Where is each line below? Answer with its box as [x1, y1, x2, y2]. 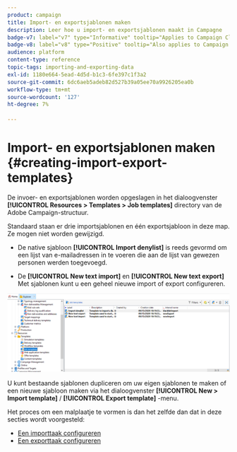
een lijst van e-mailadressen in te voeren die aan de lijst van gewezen [17, 250, 220, 259]
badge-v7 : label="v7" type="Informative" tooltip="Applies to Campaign [7, 34, 222, 41]
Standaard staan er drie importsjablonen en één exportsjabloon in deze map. [7, 221, 230, 230]
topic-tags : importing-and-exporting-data [7, 64, 134, 71]
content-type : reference [7, 57, 80, 64]
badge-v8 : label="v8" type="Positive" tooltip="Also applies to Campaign [7, 41, 229, 49]
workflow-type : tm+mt [7, 86, 71, 93]
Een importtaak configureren [17, 429, 102, 438]
